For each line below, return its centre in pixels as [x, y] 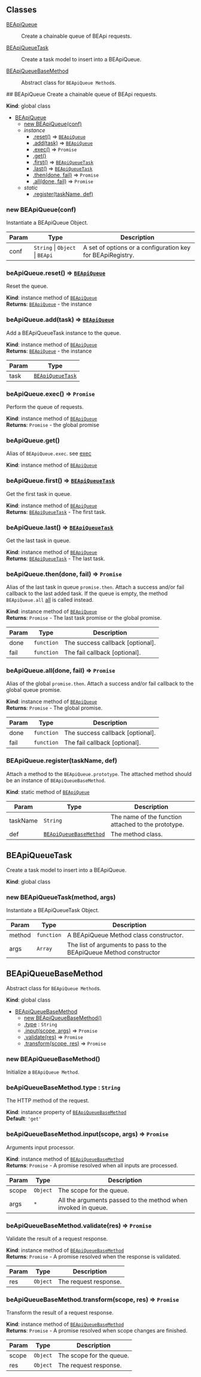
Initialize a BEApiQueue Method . [43, 1072]
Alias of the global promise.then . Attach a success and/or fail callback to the [100, 683]
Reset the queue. [27, 286]
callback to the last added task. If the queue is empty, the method [87, 593]
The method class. [136, 834]
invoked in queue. [83, 1208]
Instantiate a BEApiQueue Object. [47, 223]
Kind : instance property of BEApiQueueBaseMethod [66, 1112]
